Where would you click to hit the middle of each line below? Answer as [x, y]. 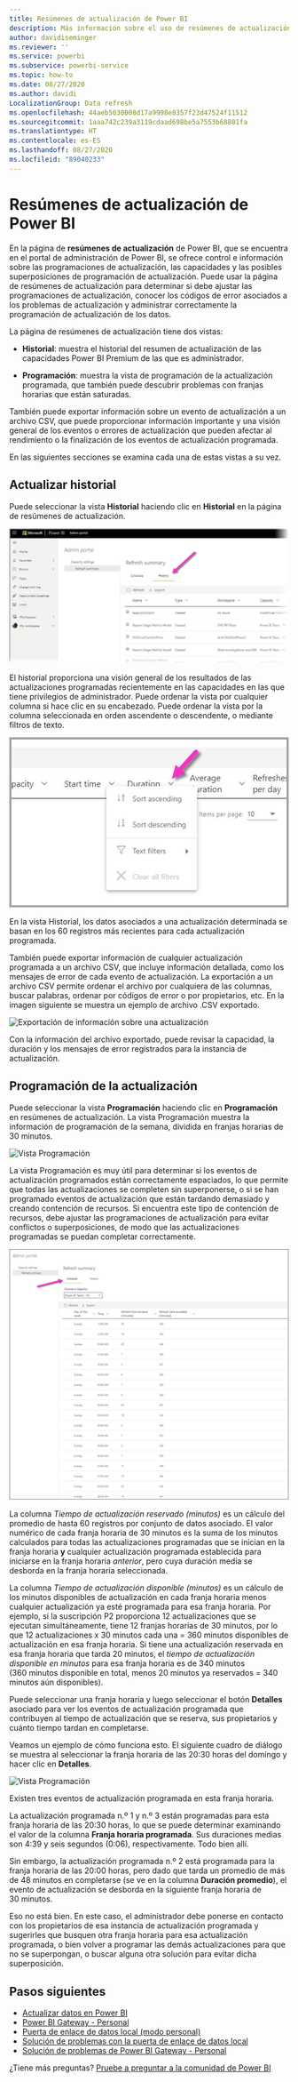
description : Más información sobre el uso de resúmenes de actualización [150, 28]
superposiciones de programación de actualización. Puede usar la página [144, 276]
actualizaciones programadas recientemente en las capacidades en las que [147, 687]
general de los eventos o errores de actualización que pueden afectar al [141, 430]
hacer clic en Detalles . [51, 1764]
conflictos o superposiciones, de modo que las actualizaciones [124, 1227]
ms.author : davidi [43, 93]
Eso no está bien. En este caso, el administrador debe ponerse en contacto [146, 1917]
